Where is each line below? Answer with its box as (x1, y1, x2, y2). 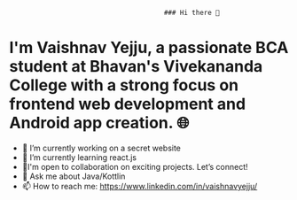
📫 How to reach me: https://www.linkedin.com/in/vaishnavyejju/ (21, 181, 258, 191)
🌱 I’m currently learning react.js (21, 151, 137, 163)
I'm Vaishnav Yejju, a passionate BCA (9, 38, 289, 58)
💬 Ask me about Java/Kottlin (21, 171, 126, 181)
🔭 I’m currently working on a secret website (21, 142, 182, 153)
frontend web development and (9, 94, 246, 114)
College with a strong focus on (9, 75, 239, 96)
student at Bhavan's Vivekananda (9, 57, 263, 77)
